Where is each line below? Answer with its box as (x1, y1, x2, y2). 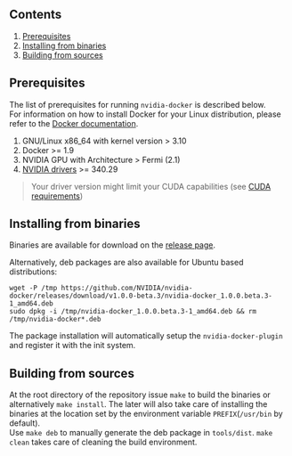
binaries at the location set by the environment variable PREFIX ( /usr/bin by (9, 409, 283, 419)
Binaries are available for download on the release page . (9, 240, 216, 250)
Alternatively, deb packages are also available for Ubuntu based (9, 257, 244, 268)
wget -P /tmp (9, 284, 58, 293)
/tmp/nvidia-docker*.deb (9, 315, 101, 324)
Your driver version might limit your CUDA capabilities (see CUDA (30, 181, 272, 191)
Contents (9, 7, 62, 22)
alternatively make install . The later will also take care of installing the (9, 399, 268, 410)
